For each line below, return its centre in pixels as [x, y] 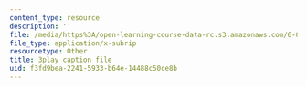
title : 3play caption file [61, 60]
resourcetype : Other [49, 52]
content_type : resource [55, 18]
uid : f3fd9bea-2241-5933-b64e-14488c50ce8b [94, 69]
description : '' [40, 26]
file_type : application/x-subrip [73, 43]
